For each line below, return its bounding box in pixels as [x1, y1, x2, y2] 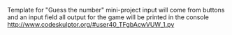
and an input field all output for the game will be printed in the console [7, 13, 210, 21]
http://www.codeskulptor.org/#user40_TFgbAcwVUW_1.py [7, 21, 175, 28]
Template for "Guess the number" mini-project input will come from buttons [7, 6, 225, 14]
